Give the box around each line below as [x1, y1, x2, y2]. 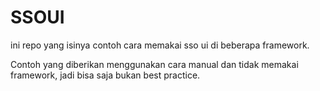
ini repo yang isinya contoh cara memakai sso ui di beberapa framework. [10, 39, 310, 51]
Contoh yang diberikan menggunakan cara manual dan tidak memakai [10, 58, 299, 70]
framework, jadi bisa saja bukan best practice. [10, 69, 201, 81]
